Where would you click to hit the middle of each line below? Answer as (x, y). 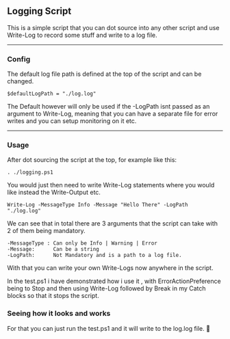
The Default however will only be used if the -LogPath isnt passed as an (108, 107)
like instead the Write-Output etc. (54, 192)
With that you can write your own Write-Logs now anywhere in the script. (110, 268)
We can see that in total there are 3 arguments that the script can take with (112, 223)
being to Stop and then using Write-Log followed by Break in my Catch (107, 288)
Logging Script (39, 11)
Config (19, 59)
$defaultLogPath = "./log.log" (52, 94)
